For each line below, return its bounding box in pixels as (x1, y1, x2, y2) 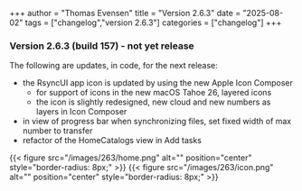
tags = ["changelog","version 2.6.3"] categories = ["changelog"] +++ (24, 17, 282, 28)
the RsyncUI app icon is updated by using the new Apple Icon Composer (22, 77, 294, 88)
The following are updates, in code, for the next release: (9, 60, 219, 71)
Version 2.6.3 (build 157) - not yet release (9, 40, 194, 52)
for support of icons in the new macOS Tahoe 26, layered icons (35, 87, 272, 98)
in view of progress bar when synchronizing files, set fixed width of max (22, 116, 292, 127)
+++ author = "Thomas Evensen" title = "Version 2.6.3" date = (9, 8, 241, 18)
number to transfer (22, 125, 93, 136)
